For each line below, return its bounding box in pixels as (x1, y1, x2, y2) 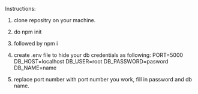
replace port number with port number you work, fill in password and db (13, 76, 193, 83)
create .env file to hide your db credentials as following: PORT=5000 (13, 51, 184, 59)
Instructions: (5, 5, 36, 12)
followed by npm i (13, 40, 58, 47)
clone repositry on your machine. (13, 17, 96, 23)
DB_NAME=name (13, 64, 57, 71)
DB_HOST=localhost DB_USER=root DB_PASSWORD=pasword (13, 58, 169, 65)
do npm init (13, 28, 42, 35)
